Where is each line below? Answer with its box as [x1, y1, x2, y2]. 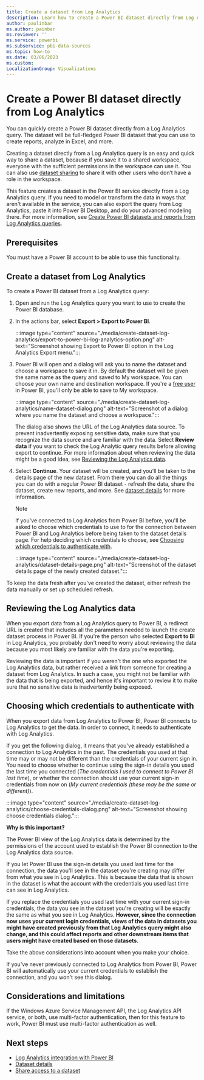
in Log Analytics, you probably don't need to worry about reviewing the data [6, 639, 197, 646]
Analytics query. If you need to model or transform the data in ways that [6, 194, 186, 201]
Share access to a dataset [15, 1067, 81, 1075]
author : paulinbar [6, 20, 53, 26]
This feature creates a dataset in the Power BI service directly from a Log [6, 187, 189, 195]
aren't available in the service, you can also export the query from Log [6, 201, 182, 208]
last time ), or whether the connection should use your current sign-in [6, 774, 179, 781]
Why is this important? [6, 823, 65, 831]
